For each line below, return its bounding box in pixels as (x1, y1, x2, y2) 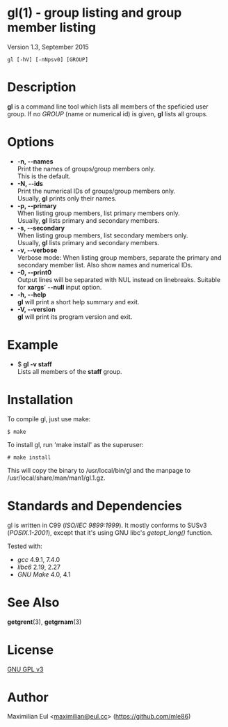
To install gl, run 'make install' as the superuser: (7, 440, 144, 448)
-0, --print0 (17, 268, 52, 276)
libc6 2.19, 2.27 (17, 563, 61, 571)
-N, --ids (17, 179, 44, 187)
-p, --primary (17, 201, 57, 210)
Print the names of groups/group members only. (17, 164, 156, 173)
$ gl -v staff (17, 360, 52, 368)
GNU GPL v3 (7, 665, 44, 673)
